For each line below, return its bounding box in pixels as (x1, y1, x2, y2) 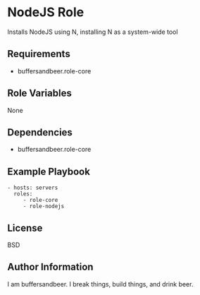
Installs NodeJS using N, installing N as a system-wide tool (7, 28, 178, 36)
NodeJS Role (7, 4, 85, 20)
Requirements (7, 48, 70, 60)
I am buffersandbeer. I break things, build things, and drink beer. (7, 279, 194, 288)
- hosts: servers (7, 184, 58, 191)
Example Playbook (7, 165, 90, 177)
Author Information (7, 261, 94, 273)
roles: (13, 191, 33, 198)
